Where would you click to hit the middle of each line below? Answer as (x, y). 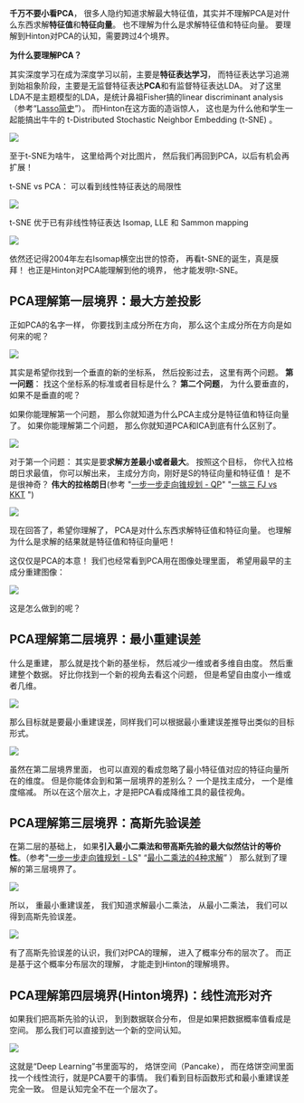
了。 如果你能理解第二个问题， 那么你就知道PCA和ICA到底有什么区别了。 (145, 425)
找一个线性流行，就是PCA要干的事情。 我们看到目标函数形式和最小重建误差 (149, 1078)
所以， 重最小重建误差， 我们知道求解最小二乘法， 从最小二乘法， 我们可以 (148, 905)
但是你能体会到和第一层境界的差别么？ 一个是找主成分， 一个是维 (172, 780)
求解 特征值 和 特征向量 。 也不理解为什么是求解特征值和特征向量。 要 (158, 24)
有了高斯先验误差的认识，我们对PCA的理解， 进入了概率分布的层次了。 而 (147, 953)
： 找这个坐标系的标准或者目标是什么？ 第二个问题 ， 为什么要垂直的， (163, 384)
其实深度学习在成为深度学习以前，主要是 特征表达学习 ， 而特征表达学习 (141, 74)
